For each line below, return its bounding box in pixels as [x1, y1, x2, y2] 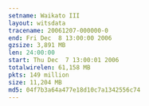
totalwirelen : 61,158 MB [8, 64, 91, 72]
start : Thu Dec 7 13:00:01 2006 [8, 57, 120, 65]
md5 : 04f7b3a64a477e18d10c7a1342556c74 [8, 85, 141, 94]
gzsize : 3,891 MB [8, 41, 66, 49]
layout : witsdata [8, 19, 66, 27]
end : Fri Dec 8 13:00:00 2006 [8, 33, 112, 42]
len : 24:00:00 [8, 49, 56, 57]
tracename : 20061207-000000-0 [8, 26, 109, 34]
